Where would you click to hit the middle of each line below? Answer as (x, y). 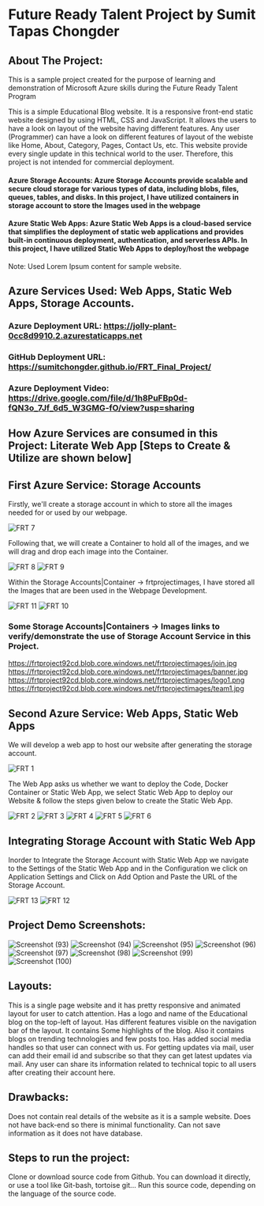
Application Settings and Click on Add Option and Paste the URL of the (123, 877)
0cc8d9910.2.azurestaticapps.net (75, 336)
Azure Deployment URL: (55, 326)
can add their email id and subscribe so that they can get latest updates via (130, 1055)
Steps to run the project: (69, 1157)
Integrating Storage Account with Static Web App (132, 841)
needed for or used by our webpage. (68, 512)
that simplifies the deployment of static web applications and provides (126, 232)
